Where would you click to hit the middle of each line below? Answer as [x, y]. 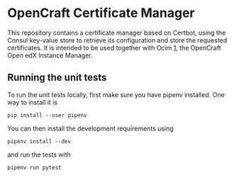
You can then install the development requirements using [90, 128]
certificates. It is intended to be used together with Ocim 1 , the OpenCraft [114, 48]
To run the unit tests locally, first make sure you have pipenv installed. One [116, 94]
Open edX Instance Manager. [50, 55]
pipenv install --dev [39, 141]
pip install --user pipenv [47, 115]
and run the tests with [39, 155]
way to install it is [33, 102]
